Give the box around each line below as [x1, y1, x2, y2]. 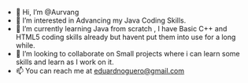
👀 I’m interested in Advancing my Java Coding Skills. [15, 16, 187, 25]
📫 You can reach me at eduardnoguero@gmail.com [15, 67, 185, 75]
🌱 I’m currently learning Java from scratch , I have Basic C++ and [15, 24, 228, 33]
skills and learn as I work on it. [15, 57, 114, 67]
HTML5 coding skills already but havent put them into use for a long [15, 32, 236, 41]
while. [15, 41, 35, 50]
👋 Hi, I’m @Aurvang [15, 8, 80, 16]
